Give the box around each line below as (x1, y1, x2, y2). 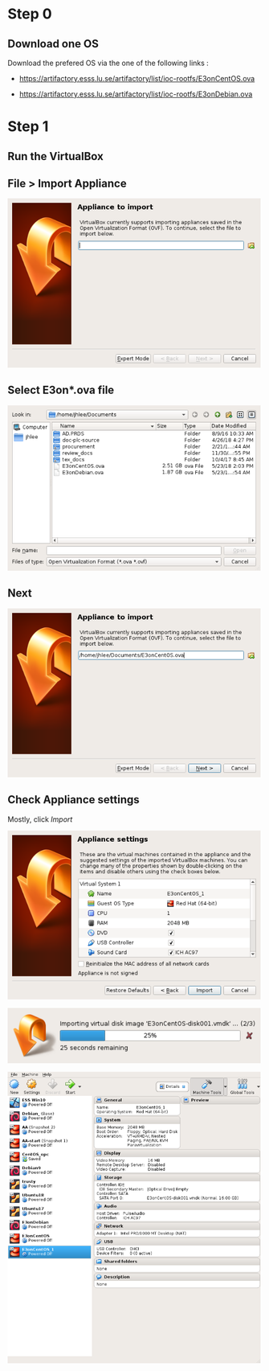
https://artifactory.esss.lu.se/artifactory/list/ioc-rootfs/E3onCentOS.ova (18, 74, 255, 83)
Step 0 (7, 5, 53, 23)
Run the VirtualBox (7, 150, 104, 163)
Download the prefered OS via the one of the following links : (7, 58, 210, 68)
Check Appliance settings (7, 793, 140, 807)
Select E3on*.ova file (7, 384, 115, 397)
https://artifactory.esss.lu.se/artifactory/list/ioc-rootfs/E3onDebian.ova (18, 89, 253, 99)
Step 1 (7, 117, 49, 136)
